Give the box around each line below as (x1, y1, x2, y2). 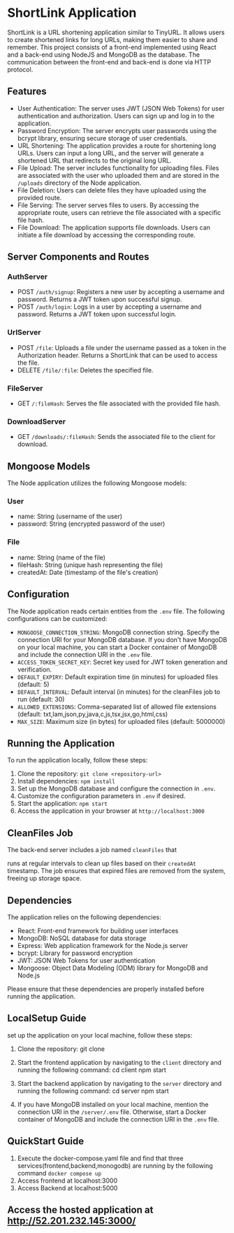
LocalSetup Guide (7, 1012, 87, 1024)
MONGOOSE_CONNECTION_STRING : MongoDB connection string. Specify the (17, 628, 220, 636)
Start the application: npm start (17, 800, 108, 808)
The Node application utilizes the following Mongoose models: (7, 479, 187, 487)
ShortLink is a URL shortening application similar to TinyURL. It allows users (7, 28, 225, 36)
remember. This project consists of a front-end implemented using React (7, 43, 217, 51)
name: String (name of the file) (17, 553, 106, 562)
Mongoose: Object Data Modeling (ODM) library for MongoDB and (17, 963, 208, 972)
